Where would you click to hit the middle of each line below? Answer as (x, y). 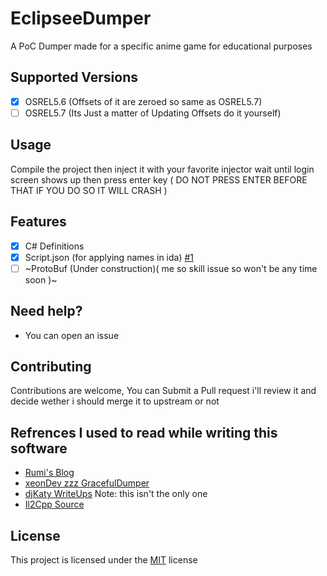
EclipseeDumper (81, 18)
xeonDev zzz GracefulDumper (87, 483)
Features (38, 222)
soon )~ (41, 279)
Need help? (46, 311)
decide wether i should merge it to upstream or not (115, 401)
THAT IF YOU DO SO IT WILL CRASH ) (89, 190)
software (39, 448)
